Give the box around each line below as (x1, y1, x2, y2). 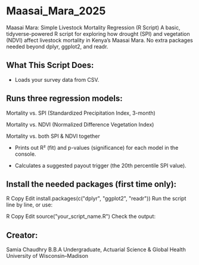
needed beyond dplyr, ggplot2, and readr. (6, 43, 108, 50)
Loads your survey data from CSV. (14, 76, 99, 83)
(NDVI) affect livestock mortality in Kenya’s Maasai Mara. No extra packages (6, 36, 194, 44)
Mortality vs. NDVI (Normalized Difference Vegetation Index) (6, 121, 154, 128)
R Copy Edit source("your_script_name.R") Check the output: (6, 213, 156, 220)
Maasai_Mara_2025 (6, 4, 106, 18)
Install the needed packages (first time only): (6, 179, 177, 189)
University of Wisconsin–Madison (6, 252, 88, 260)
